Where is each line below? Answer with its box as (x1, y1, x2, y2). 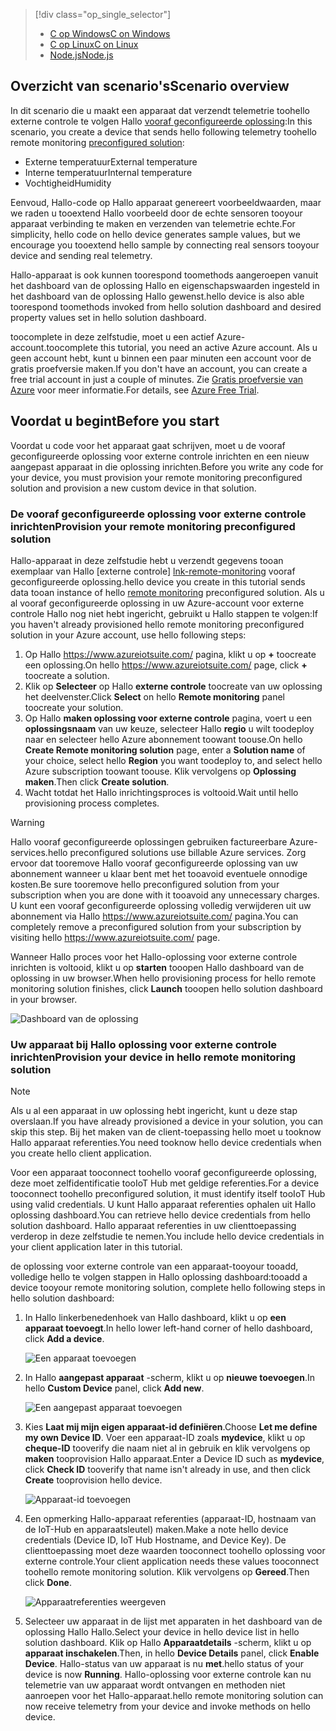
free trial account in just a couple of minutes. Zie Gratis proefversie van (10, 373, 304, 385)
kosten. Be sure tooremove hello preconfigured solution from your (10, 878, 280, 890)
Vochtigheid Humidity (24, 177, 112, 189)
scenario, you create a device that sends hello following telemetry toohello (10, 125, 317, 138)
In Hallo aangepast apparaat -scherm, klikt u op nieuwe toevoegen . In (24, 1372, 315, 1384)
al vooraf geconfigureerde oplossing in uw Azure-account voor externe (10, 597, 305, 609)
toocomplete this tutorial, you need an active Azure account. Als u (46, 341, 318, 353)
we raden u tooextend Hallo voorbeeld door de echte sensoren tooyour (10, 207, 303, 219)
